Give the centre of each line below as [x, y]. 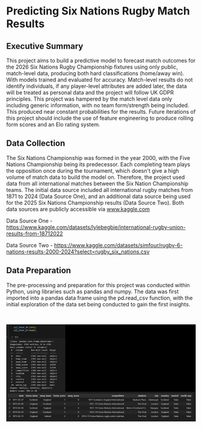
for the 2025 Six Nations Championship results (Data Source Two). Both [95, 202]
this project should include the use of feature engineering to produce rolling [100, 118]
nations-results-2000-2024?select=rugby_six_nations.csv [78, 252]
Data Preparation [38, 271]
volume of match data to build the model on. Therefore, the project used [96, 177]
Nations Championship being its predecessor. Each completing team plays [98, 164]
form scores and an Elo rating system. [53, 124]
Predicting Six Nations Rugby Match [98, 11]
